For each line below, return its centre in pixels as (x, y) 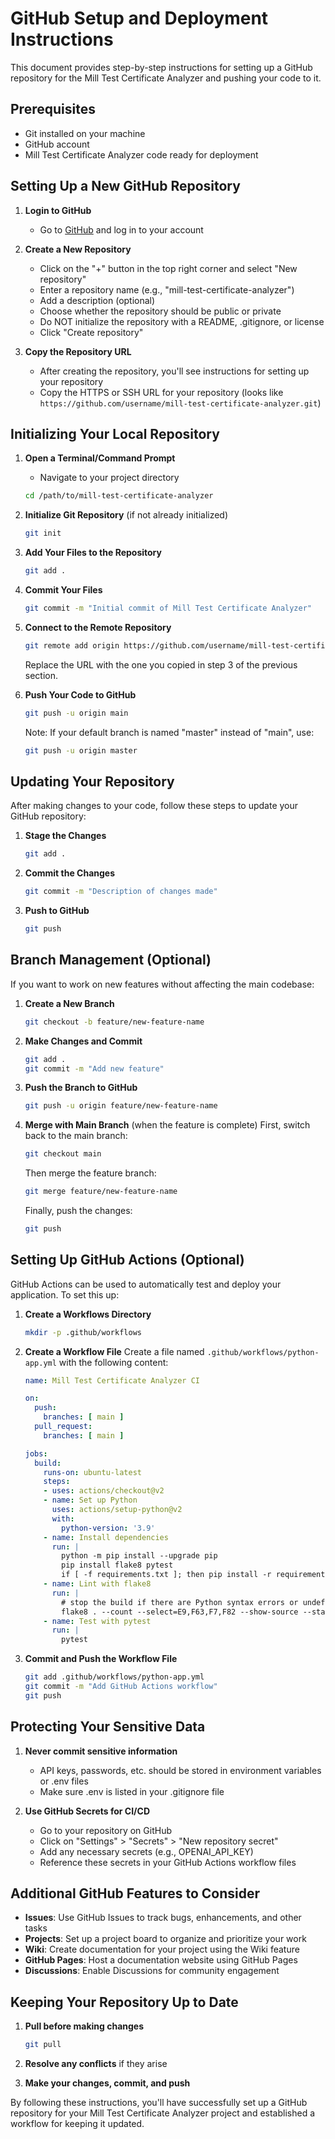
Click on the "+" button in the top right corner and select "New (168, 268)
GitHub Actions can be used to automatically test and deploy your (146, 1284)
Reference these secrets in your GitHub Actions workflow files (168, 1862)
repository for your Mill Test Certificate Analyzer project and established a (163, 2113)
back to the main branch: (76, 1136)
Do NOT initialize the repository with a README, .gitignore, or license (182, 321)
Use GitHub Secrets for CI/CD (87, 1811)
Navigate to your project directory (109, 478)
